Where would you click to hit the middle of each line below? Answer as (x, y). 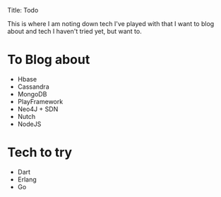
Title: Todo (23, 10)
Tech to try (40, 152)
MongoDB (32, 94)
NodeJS (29, 124)
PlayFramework (40, 101)
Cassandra (33, 87)
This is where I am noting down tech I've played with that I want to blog (111, 24)
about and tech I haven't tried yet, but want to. (75, 31)
